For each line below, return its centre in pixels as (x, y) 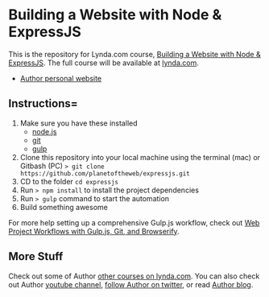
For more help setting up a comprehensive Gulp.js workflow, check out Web (134, 222)
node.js (44, 131)
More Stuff (36, 256)
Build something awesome (64, 207)
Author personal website (61, 78)
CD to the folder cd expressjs (69, 181)
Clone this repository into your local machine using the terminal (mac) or (140, 157)
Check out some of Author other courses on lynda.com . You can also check (134, 276)
